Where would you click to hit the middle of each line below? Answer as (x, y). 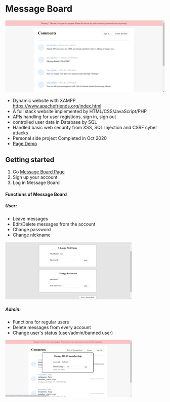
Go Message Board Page (38, 172)
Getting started (30, 159)
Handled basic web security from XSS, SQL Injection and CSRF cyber (85, 128)
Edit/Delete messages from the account (54, 224)
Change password (32, 229)
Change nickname (32, 235)
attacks (20, 133)
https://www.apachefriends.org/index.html (57, 106)
